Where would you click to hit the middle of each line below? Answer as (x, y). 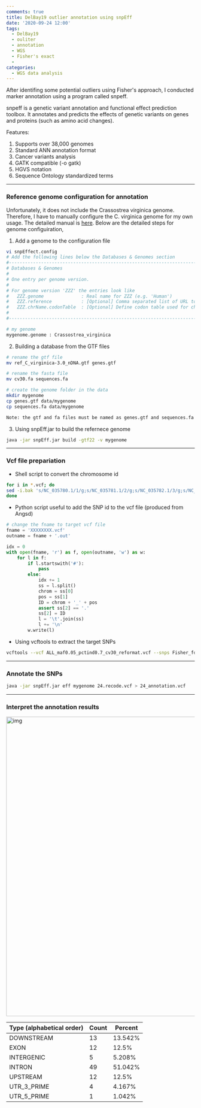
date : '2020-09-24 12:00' (38, 23)
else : (35, 575)
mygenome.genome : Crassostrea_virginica (59, 335)
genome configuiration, (35, 229)
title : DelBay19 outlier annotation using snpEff (69, 17)
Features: (18, 132)
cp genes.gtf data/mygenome (41, 401)
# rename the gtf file (34, 357)
